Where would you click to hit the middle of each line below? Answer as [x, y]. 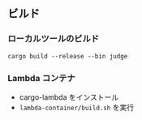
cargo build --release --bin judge [68, 56]
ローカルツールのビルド [53, 39]
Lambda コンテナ [42, 78]
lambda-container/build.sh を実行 [77, 107]
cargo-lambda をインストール [69, 97]
